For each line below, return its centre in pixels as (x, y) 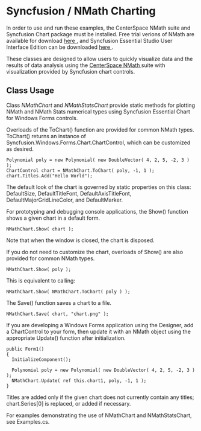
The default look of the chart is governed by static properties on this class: (99, 187)
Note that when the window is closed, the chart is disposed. (80, 240)
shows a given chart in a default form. (53, 218)
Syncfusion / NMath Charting (81, 11)
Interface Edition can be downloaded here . (60, 47)
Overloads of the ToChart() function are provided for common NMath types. (100, 129)
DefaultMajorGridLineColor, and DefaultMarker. (65, 200)
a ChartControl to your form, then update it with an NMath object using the (99, 331)
